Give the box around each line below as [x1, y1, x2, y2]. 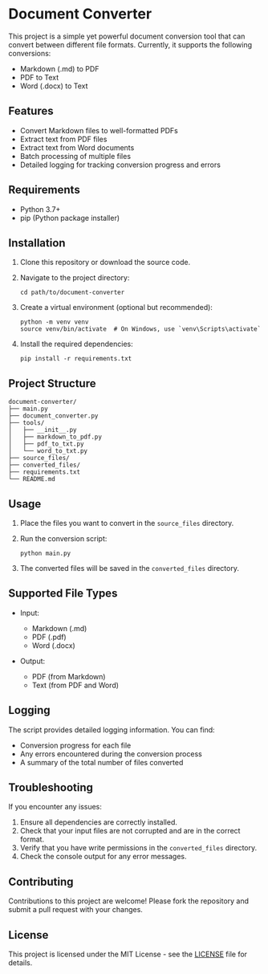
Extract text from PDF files [19, 134, 108, 144]
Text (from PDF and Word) [31, 680, 119, 690]
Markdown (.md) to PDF [19, 63, 99, 73]
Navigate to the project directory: [19, 273, 130, 283]
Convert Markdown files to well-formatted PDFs [19, 125, 178, 135]
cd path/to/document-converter [19, 288, 125, 297]
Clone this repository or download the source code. [19, 258, 191, 267]
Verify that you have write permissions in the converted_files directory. [19, 843, 258, 853]
